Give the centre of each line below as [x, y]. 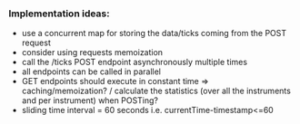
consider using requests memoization [92, 52]
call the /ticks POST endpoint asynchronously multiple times [134, 62]
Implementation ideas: [59, 14]
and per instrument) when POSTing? [90, 100]
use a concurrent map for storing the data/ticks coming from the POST [154, 33]
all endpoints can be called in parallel [91, 72]
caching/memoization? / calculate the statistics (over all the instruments [156, 91]
